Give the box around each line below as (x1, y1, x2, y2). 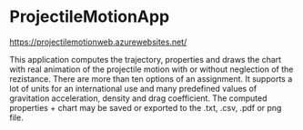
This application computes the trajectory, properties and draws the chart (9, 54, 282, 65)
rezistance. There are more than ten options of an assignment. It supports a (9, 73, 293, 84)
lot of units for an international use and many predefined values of (9, 83, 258, 94)
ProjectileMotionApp (9, 6, 170, 27)
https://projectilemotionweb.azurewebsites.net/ (9, 36, 187, 47)
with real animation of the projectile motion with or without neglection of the (9, 64, 294, 75)
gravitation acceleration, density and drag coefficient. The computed (9, 93, 268, 104)
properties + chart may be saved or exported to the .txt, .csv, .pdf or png (9, 102, 282, 113)
